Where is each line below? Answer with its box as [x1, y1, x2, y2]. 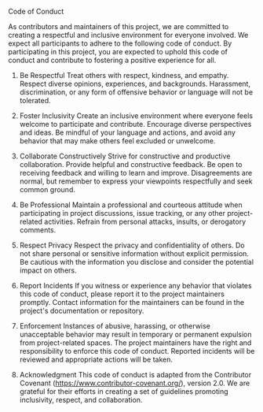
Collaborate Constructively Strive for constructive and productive [19, 151, 231, 161]
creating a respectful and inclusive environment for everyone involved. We [8, 31, 249, 39]
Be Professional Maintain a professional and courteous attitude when [19, 200, 243, 210]
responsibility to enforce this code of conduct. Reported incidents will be [19, 347, 255, 355]
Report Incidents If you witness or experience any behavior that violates [19, 281, 253, 290]
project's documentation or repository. [19, 306, 144, 315]
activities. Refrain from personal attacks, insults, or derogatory [44, 217, 247, 226]
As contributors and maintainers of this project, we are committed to [8, 22, 229, 31]
